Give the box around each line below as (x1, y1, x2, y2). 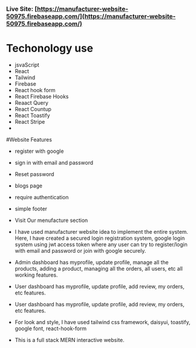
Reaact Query (14, 99, 49, 106)
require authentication (14, 193, 69, 200)
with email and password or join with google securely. (14, 247, 146, 254)
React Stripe (14, 118, 46, 125)
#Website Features (6, 136, 52, 143)
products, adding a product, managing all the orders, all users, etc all (14, 265, 183, 272)
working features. (14, 271, 58, 278)
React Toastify (14, 112, 50, 119)
